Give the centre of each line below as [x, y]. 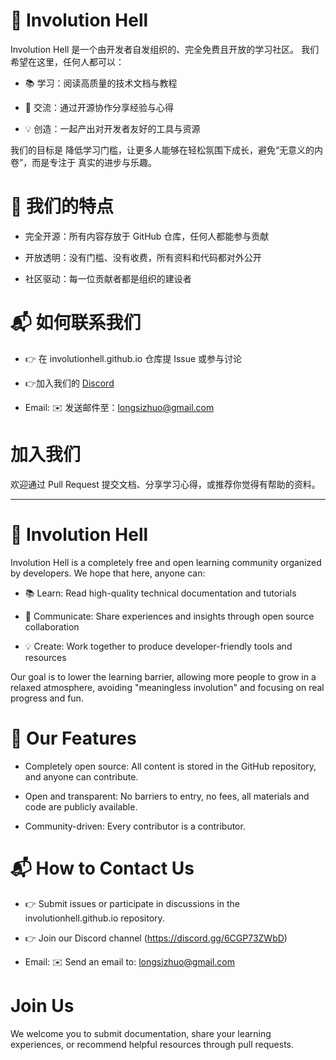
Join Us [42, 1005]
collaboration [52, 626]
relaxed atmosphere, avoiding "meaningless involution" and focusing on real [167, 687]
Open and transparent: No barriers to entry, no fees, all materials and [167, 796]
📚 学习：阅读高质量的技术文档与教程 [101, 83]
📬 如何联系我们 [76, 323]
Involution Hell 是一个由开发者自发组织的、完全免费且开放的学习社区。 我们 [165, 49]
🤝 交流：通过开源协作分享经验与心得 [99, 107]
